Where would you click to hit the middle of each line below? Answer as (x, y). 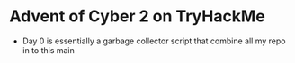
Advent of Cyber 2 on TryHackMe (137, 16)
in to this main (48, 50)
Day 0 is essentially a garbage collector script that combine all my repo (154, 41)
